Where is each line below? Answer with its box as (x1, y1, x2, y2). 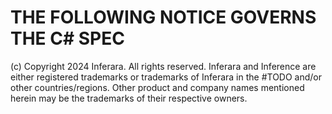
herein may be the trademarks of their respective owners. (10, 92, 248, 104)
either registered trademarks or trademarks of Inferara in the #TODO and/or (10, 71, 322, 83)
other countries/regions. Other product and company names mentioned (10, 81, 305, 93)
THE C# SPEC (10, 27, 125, 50)
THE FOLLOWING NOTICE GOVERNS (10, 6, 317, 29)
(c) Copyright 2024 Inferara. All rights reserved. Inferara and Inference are (10, 60, 317, 72)
